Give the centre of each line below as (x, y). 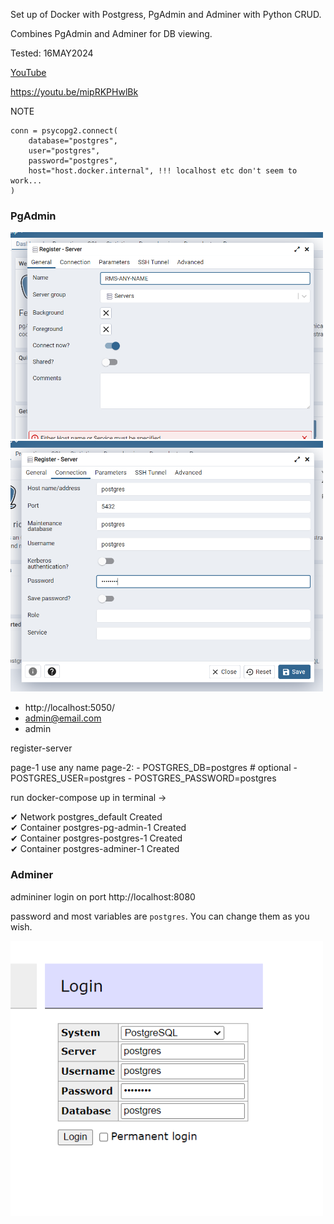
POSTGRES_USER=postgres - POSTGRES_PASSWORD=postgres (143, 778)
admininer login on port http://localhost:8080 (103, 896)
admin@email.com (63, 718)
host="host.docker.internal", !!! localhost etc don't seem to (163, 171)
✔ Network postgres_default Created (86, 817)
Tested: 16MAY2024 (52, 53)
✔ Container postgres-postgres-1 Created (96, 838)
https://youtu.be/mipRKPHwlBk (74, 92)
